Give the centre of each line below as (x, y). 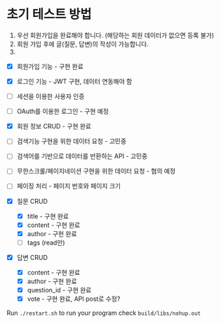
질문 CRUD (32, 201)
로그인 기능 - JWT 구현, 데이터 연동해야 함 (74, 81)
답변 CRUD (32, 257)
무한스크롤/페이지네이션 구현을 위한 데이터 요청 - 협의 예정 (96, 171)
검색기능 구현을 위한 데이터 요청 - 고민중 (72, 141)
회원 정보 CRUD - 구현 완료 (54, 127)
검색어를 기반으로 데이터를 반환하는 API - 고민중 (82, 156)
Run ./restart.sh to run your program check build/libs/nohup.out (104, 313)
